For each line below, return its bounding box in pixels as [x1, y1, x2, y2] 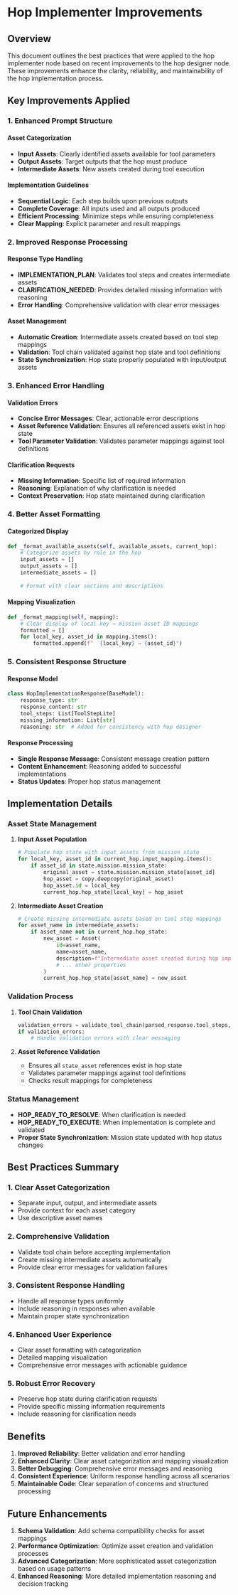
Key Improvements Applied [7, 95, 130, 107]
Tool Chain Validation [17, 1008, 82, 1016]
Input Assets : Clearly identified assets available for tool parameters [17, 149, 216, 158]
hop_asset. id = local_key [43, 882, 120, 889]
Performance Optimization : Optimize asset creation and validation [17, 1542, 214, 1550]
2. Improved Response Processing [7, 237, 128, 247]
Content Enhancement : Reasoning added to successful [17, 762, 182, 770]
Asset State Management [7, 819, 97, 829]
